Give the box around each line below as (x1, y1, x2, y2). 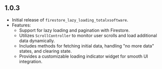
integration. (19, 58, 43, 64)
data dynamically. (19, 38, 55, 44)
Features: (11, 22, 32, 28)
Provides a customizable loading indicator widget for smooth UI (19, 53, 148, 59)
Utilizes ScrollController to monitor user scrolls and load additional (19, 32, 157, 38)
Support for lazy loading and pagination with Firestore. (19, 27, 130, 33)
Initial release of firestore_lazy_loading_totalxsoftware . (11, 17, 129, 23)
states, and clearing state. (19, 48, 72, 54)
